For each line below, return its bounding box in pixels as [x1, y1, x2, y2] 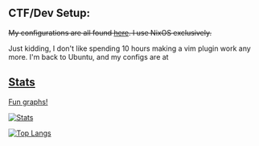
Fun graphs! [8, 97, 48, 106]
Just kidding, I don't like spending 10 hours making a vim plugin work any [8, 44, 251, 53]
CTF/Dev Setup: [8, 6, 91, 20]
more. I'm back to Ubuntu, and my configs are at [8, 52, 169, 61]
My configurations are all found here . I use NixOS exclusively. [8, 27, 212, 37]
